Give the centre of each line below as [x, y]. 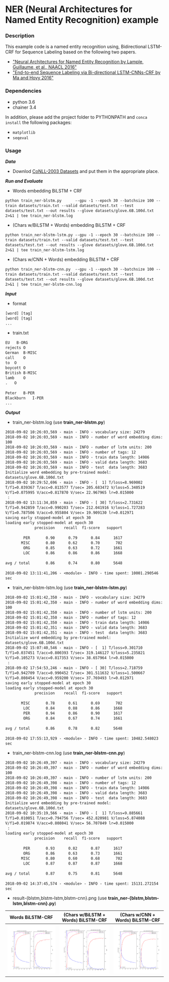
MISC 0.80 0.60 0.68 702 [72, 859]
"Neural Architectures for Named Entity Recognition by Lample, [78, 62]
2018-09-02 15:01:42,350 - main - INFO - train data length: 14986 [77, 623]
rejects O [16, 348]
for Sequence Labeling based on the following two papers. [76, 52]
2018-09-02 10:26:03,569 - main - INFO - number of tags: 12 [71, 452]
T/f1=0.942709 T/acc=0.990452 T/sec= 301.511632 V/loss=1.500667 [75, 673]
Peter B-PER [20, 393]
